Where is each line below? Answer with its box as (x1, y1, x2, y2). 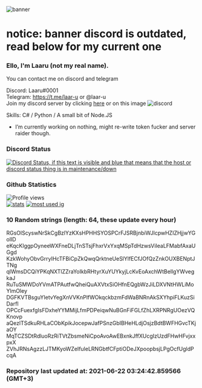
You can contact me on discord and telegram (6, 75, 119, 82)
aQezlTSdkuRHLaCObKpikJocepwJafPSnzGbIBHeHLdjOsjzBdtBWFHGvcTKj (6, 319, 197, 327)
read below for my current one (6, 40, 162, 54)
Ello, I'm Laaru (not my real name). (6, 61, 109, 70)
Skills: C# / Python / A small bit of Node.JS (6, 112, 113, 119)
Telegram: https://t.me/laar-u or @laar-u (6, 93, 106, 101)
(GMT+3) (6, 375, 34, 383)
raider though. (15, 130, 51, 137)
